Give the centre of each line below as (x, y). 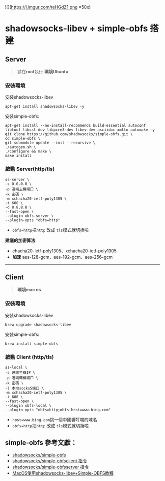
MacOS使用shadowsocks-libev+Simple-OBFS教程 (63, 473)
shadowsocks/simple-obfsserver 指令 (51, 467)
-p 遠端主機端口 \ (22, 189)
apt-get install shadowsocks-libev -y (45, 107)
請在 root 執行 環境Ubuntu (43, 72)
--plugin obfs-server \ (29, 216)
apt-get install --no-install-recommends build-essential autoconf (76, 126)
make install (18, 156)
